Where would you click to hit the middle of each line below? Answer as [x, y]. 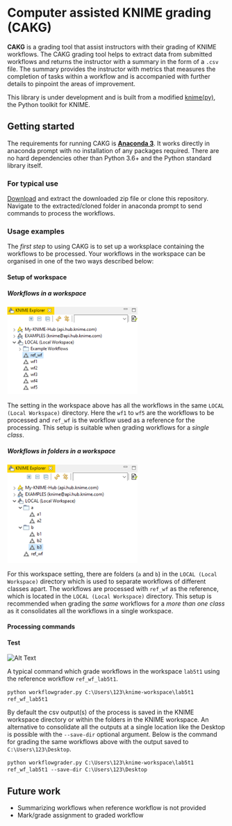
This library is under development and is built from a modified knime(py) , [111, 97]
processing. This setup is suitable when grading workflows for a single [108, 428]
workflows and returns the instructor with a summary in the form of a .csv [113, 61]
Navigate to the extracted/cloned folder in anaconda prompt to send [105, 206]
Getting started [41, 127]
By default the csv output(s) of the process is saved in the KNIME [101, 712]
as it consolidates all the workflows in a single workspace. [90, 610]
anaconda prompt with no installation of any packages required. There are [113, 150]
